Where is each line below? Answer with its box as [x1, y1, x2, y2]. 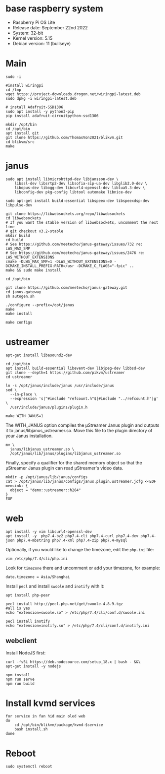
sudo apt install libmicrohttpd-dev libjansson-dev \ [5, 177, 119, 182]
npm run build [5, 681, 35, 686]
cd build [5, 237, 24, 242]
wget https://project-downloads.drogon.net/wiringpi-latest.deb [5, 91, 141, 97]
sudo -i [5, 74, 22, 79]
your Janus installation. [5, 433, 53, 439]
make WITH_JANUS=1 [5, 413, 43, 418]
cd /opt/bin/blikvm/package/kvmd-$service [14, 722, 103, 727]
